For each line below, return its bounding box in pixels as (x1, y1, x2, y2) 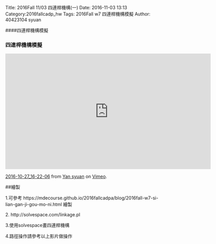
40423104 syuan (5, 17, 42, 23)
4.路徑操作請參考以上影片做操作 (5, 233, 73, 239)
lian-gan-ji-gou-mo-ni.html (5, 201, 63, 208)
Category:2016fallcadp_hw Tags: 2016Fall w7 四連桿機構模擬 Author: (5, 11, 150, 17)
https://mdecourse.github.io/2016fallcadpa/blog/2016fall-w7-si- (23, 195, 159, 201)
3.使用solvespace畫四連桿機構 (5, 222, 70, 229)
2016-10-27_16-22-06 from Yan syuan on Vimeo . (5, 174, 107, 180)
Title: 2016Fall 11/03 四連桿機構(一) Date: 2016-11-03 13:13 (5, 5, 127, 10)
